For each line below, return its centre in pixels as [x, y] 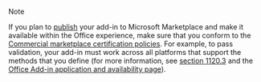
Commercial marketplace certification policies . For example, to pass [121, 44]
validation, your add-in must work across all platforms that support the [125, 52]
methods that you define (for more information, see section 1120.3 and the [131, 61]
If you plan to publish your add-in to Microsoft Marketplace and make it [126, 27]
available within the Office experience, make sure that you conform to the [130, 35]
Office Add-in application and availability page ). [87, 69]
